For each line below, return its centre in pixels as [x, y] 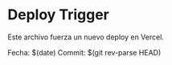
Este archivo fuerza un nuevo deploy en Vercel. [86, 37]
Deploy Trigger [58, 15]
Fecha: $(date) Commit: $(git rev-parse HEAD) [84, 52]
